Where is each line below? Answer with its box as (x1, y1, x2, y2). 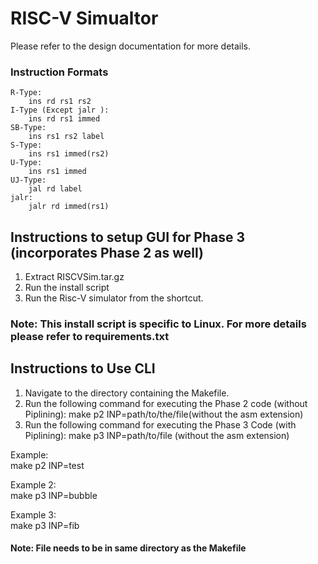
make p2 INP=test (10, 459, 85, 471)
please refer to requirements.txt (10, 329, 170, 343)
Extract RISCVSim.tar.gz (24, 271, 125, 283)
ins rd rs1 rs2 (28, 97, 92, 107)
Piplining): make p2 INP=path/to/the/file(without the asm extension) (24, 408, 304, 420)
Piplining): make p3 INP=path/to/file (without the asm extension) (24, 429, 290, 441)
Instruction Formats (10, 65, 109, 79)
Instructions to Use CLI (10, 360, 156, 377)
